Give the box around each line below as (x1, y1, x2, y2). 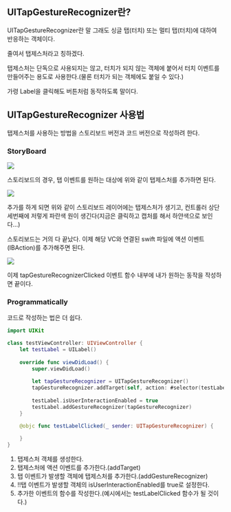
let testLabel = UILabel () (19, 346, 97, 353)
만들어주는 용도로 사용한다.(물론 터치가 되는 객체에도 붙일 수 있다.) (7, 72, 184, 80)
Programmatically (7, 297, 69, 307)
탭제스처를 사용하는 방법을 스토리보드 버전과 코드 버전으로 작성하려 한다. (7, 129, 200, 137)
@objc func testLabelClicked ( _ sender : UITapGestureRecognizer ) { (19, 422, 214, 430)
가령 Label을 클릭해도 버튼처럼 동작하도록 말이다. (7, 87, 139, 95)
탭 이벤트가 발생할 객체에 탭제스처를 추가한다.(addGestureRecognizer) (16, 472, 208, 480)
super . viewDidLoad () (32, 365, 91, 372)
